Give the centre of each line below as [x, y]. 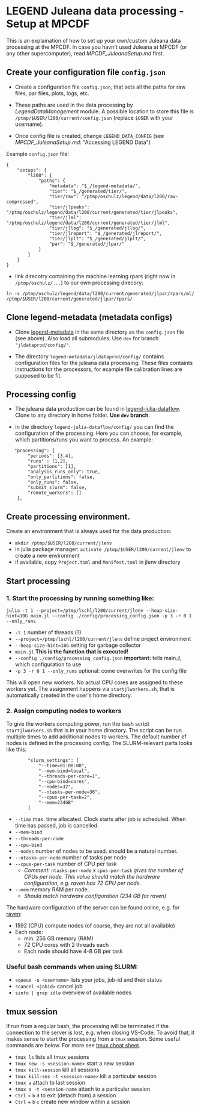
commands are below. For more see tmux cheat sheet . [73, 1046]
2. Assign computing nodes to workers [64, 711]
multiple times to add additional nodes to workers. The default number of [97, 737]
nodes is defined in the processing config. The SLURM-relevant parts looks [100, 743]
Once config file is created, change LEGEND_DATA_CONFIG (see [89, 136]
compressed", [22, 202]
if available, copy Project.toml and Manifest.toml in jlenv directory [98, 562]
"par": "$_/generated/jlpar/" [87, 244]
